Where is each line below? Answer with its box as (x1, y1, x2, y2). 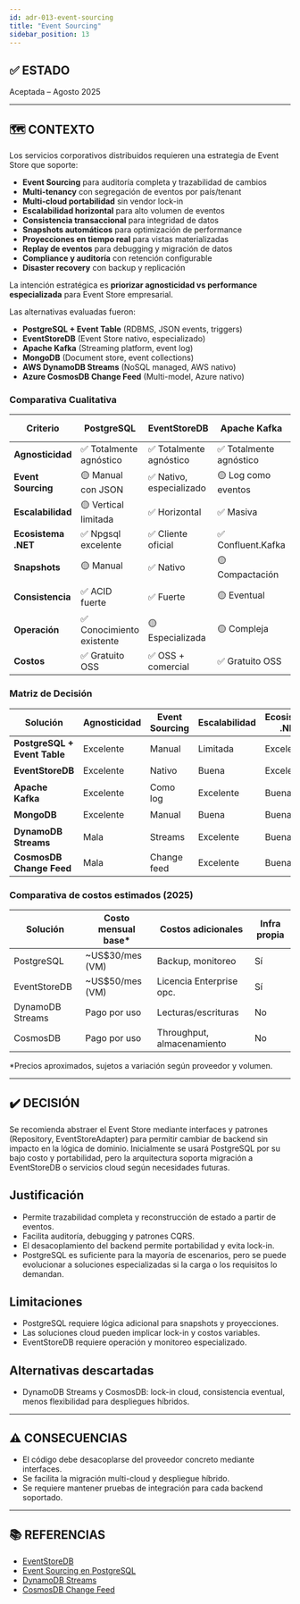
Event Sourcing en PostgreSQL (21, 1565, 137, 1575)
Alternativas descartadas (9, 1363, 154, 1378)
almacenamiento (156, 1037, 227, 1050)
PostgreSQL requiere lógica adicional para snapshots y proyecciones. (21, 1318, 279, 1329)
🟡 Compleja (217, 622, 270, 634)
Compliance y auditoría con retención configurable (21, 253, 212, 264)
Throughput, (156, 1026, 210, 1038)
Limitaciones (9, 1294, 83, 1309)
